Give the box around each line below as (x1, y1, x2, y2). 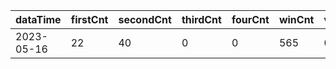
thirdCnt (181, 13, 222, 26)
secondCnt (118, 13, 172, 26)
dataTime (15, 13, 62, 26)
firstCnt (70, 13, 109, 26)
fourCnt (231, 13, 270, 26)
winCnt (278, 13, 315, 26)
